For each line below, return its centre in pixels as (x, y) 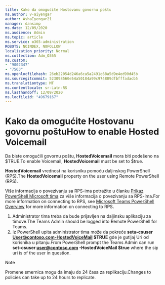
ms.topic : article (24, 38)
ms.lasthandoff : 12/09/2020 (34, 92)
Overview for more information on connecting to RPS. (60, 207)
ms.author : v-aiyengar (28, 14)
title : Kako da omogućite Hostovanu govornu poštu (58, 10)
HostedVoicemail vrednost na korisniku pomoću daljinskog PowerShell (78, 171)
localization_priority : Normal (37, 51)
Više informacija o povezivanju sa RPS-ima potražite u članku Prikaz (74, 191)
